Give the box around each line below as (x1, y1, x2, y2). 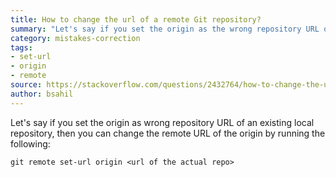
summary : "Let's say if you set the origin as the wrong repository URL (10, 24, 320, 34)
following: (10, 137, 51, 150)
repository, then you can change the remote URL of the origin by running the (10, 127, 326, 139)
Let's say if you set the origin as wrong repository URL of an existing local (10, 116, 315, 128)
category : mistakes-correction (10, 33, 141, 43)
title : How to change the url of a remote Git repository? (10, 14, 262, 25)
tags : (10, 42, 33, 53)
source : (10, 80, 43, 90)
